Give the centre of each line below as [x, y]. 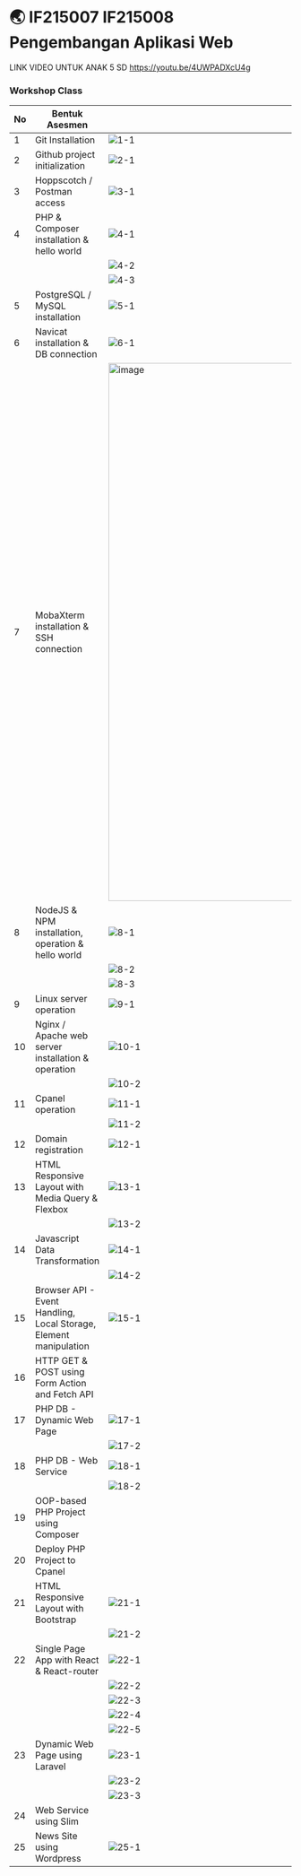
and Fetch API [64, 1394]
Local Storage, [66, 1324]
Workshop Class [46, 91]
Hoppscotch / [64, 180]
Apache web [62, 1036]
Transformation [68, 1261]
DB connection [66, 354]
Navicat [52, 332]
